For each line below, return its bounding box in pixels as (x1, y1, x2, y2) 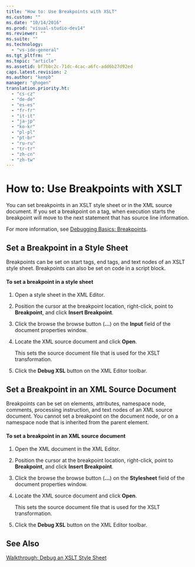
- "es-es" (11, 101, 35, 108)
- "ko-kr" (11, 124, 35, 130)
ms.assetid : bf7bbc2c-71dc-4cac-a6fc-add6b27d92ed (6, 63, 133, 70)
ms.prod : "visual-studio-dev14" (6, 25, 85, 31)
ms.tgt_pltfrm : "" (6, 53, 51, 58)
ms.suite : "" (6, 36, 38, 42)
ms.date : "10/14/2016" (6, 19, 62, 25)
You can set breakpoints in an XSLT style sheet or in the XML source (6, 202, 173, 209)
